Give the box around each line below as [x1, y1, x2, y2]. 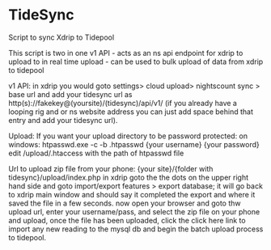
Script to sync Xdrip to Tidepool [8, 32, 115, 42]
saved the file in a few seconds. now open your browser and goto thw [8, 198, 241, 208]
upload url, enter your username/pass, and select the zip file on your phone [8, 206, 260, 216]
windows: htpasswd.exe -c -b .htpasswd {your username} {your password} [8, 139, 260, 149]
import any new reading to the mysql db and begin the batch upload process [8, 224, 264, 234]
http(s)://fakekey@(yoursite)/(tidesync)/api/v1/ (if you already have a [8, 98, 237, 108]
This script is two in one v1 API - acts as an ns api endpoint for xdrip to [8, 48, 243, 57]
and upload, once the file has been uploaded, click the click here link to [8, 215, 246, 225]
